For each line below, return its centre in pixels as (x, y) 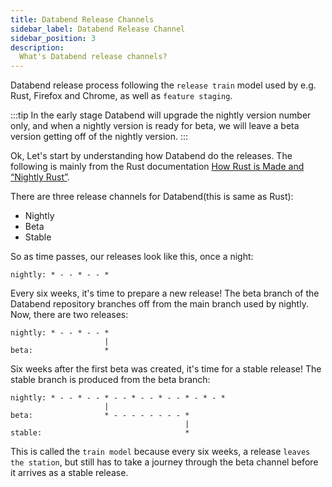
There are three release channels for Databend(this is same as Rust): (152, 197)
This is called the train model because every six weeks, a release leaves (160, 452)
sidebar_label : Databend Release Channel (98, 29)
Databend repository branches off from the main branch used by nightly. (159, 304)
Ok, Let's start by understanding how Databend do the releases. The (151, 156)
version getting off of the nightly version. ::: (99, 137)
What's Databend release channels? (93, 57)
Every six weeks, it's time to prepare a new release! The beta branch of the (165, 293)
